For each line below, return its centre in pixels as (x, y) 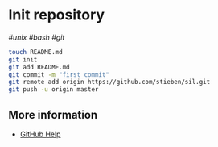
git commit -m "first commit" (59, 74)
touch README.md (35, 52)
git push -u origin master (53, 90)
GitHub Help (40, 134)
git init (23, 59)
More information (53, 115)
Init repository (57, 15)
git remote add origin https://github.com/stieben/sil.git (109, 82)
